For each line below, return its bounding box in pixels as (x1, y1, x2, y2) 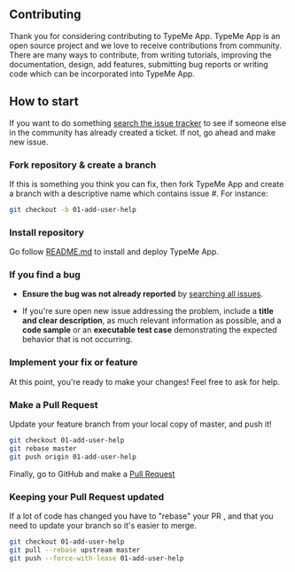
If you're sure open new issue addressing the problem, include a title (21, 306, 275, 317)
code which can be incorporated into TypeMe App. (9, 68, 195, 79)
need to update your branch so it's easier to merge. (9, 520, 197, 530)
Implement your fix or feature (9, 357, 138, 369)
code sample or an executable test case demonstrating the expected (21, 325, 277, 335)
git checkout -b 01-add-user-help (9, 205, 137, 214)
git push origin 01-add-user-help (9, 452, 137, 461)
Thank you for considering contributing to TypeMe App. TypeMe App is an (9, 30, 281, 41)
